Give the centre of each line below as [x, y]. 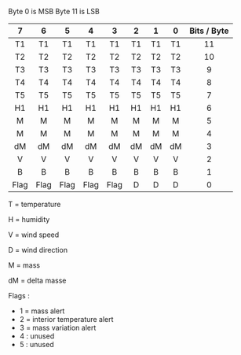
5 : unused [37, 344]
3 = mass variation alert [58, 327]
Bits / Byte [209, 31]
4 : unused [37, 336]
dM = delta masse [37, 280]
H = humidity [29, 219]
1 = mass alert [42, 311]
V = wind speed [34, 235]
